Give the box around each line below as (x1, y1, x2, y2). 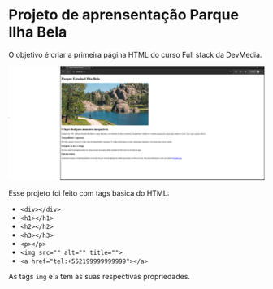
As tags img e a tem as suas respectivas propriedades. (8, 272, 191, 282)
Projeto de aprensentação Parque (8, 6, 240, 24)
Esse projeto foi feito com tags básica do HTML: (8, 188, 170, 198)
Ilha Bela (8, 23, 67, 41)
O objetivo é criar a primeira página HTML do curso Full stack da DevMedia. (8, 50, 262, 59)
